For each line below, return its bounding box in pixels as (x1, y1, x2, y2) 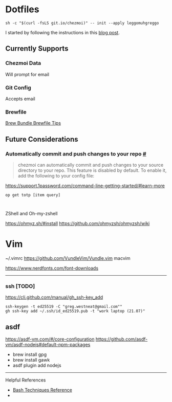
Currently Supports (5, 44, 69, 53)
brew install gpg (12, 351, 47, 358)
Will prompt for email (5, 71, 50, 77)
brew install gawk (12, 356, 50, 363)
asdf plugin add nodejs (12, 362, 61, 368)
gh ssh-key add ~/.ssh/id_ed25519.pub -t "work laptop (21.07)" (5, 308, 145, 314)
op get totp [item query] (5, 192, 60, 197)
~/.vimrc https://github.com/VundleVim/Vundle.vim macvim (5, 255, 131, 261)
